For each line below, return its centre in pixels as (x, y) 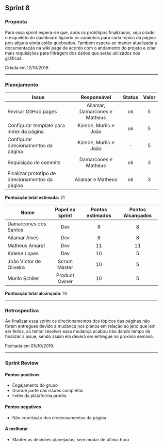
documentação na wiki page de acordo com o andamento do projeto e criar (81, 48)
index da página (26, 132)
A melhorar (16, 429)
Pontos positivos (22, 374)
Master (65, 267)
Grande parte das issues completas (48, 391)
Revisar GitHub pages (32, 111)
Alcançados (138, 215)
